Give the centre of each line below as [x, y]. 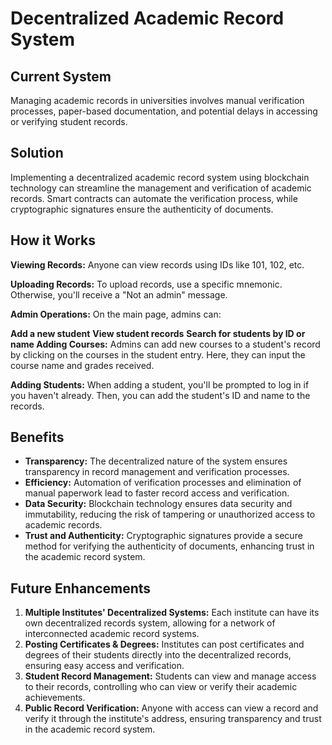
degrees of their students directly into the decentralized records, [158, 655]
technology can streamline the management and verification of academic [161, 188]
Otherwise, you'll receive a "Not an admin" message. [119, 294]
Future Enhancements [81, 588]
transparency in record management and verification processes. [157, 472]
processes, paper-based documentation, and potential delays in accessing [164, 111]
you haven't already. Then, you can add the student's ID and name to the [160, 395]
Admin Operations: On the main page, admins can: [116, 314]
